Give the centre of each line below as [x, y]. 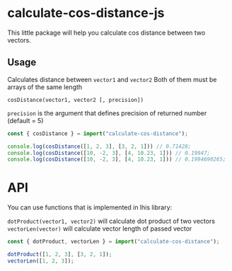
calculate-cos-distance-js [86, 13]
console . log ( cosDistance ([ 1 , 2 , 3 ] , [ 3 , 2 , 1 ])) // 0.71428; [99, 146]
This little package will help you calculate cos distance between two [106, 33]
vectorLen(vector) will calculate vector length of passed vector [100, 229]
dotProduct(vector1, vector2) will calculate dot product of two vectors [111, 221]
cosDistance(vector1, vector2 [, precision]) [75, 100]
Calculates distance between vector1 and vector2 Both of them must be [112, 79]
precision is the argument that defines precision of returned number [107, 113]
